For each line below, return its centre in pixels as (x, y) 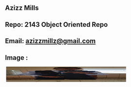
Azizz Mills (22, 8)
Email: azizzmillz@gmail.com (50, 41)
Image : (16, 58)
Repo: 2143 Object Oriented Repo (57, 25)
